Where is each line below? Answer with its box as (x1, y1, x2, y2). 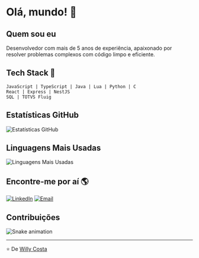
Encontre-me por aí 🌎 (6, 176, 89, 186)
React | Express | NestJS (6, 89, 70, 95)
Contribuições (6, 212, 60, 222)
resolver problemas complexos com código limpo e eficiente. (6, 51, 155, 58)
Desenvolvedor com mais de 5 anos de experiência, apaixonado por (6, 44, 172, 51)
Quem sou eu (6, 29, 56, 39)
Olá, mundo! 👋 (6, 5, 77, 19)
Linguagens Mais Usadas (6, 143, 101, 153)
